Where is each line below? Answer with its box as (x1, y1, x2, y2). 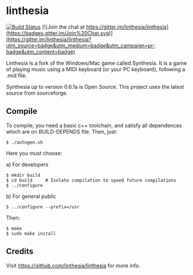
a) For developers (6, 161, 49, 168)
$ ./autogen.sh (6, 139, 43, 145)
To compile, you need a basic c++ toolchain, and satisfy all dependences (6, 121, 182, 129)
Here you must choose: (6, 149, 63, 156)
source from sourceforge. (6, 89, 68, 96)
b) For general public (6, 193, 57, 200)
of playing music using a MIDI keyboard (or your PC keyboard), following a (6, 65, 185, 72)
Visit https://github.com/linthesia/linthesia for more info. (6, 262, 140, 269)
